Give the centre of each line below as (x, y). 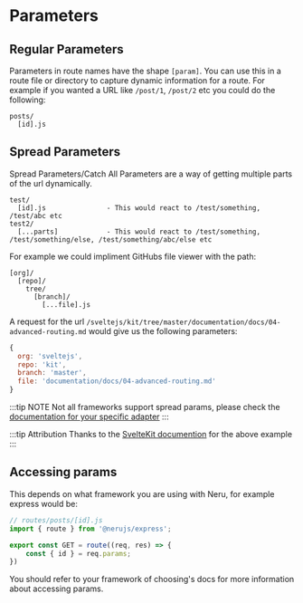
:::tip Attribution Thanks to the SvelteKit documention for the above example (151, 435)
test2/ (22, 224)
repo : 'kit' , (42, 364)
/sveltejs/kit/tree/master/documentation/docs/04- (184, 322)
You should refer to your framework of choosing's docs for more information (152, 579)
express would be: (44, 503)
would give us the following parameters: (163, 330)
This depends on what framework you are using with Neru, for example (142, 493)
